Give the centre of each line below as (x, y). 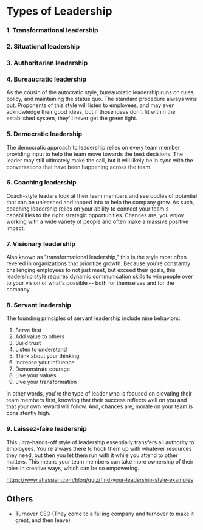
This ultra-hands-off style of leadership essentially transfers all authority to (100, 442)
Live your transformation (46, 382)
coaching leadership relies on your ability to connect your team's (88, 209)
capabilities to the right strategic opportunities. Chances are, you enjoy (95, 215)
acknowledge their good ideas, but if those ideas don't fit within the (91, 112)
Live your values (36, 375)
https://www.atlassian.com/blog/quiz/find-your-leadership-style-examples (100, 479)
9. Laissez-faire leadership (46, 429)
